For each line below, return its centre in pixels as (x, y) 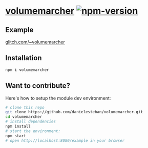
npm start (16, 136)
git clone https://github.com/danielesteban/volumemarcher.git (74, 112)
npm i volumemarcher (27, 70)
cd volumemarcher (24, 117)
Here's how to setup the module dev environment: (58, 98)
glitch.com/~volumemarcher (35, 42)
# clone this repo (25, 107)
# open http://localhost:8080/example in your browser (65, 140)
